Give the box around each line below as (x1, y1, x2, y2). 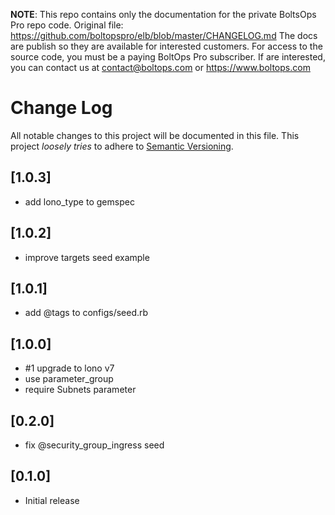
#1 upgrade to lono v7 (24, 362, 115, 374)
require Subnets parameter (24, 384, 137, 396)
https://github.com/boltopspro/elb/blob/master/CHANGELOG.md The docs (10, 30, 318, 41)
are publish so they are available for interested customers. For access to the (10, 40, 323, 52)
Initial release (24, 494, 80, 506)
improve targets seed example (24, 251, 150, 263)
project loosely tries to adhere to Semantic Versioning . (10, 140, 234, 152)
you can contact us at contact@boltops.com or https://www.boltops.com (10, 62, 311, 73)
